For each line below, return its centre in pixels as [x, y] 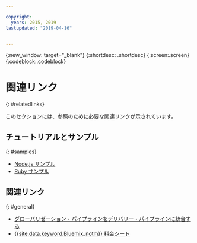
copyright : [19, 17]
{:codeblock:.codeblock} [36, 61]
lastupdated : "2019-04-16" [39, 28]
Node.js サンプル [35, 164]
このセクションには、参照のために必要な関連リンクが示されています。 [91, 116]
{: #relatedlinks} [25, 104]
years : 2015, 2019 [34, 22]
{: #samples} [21, 152]
